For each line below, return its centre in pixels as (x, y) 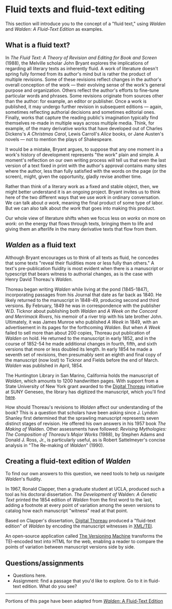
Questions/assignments (45, 563)
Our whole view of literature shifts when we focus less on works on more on (85, 218)
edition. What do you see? (50, 586)
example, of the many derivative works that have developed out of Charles (84, 128)
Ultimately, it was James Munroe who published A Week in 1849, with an (82, 322)
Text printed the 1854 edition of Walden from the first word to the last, (79, 500)
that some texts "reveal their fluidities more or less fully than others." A (80, 263)
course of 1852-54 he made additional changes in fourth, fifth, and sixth (81, 343)
